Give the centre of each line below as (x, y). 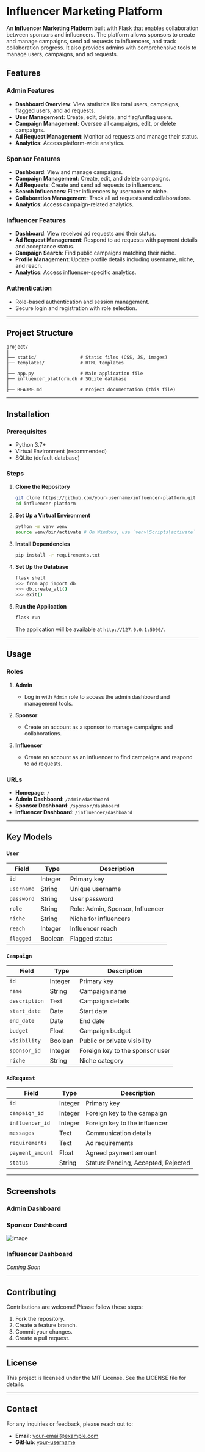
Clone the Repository (42, 487)
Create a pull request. (42, 1338)
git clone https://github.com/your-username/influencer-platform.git (106, 498)
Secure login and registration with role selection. (76, 308)
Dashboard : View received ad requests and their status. (85, 234)
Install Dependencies (42, 544)
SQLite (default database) (48, 458)
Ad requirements (109, 1143)
